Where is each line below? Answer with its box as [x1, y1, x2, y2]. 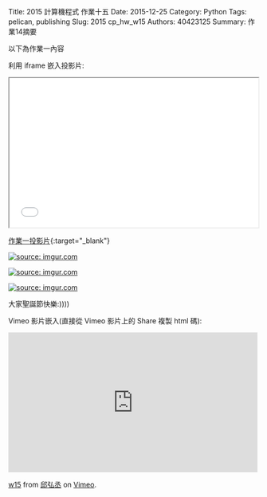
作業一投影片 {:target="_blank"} [8, 236, 110, 245]
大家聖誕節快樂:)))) [8, 299, 70, 308]
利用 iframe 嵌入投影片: [8, 61, 85, 70]
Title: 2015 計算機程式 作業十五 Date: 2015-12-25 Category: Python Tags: [8, 7, 247, 16]
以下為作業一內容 [8, 44, 65, 53]
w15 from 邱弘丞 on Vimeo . [8, 480, 97, 489]
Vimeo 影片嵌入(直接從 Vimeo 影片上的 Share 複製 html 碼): [8, 316, 202, 325]
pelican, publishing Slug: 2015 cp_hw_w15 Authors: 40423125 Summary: [8, 17, 246, 26]
